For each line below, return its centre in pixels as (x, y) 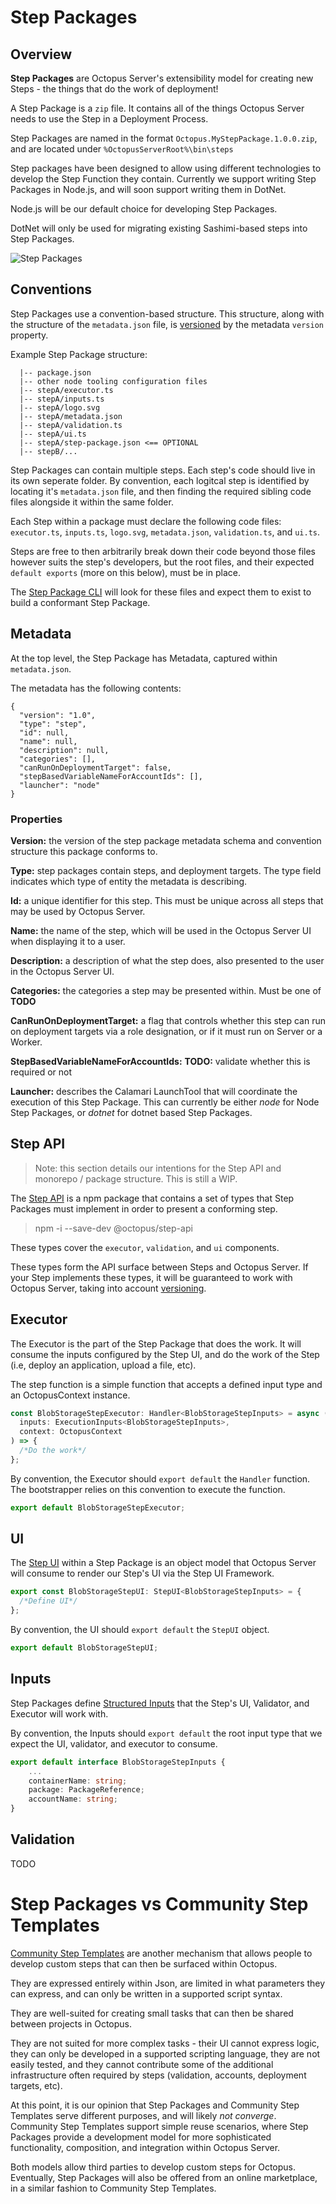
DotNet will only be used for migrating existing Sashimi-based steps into (159, 228)
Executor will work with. (59, 1713)
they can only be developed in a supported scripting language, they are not (165, 2053)
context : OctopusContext (71, 1432)
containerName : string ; (78, 1781)
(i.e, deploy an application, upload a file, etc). (103, 1365)
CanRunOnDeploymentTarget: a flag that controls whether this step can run (168, 1020)
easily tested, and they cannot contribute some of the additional (142, 2064)
